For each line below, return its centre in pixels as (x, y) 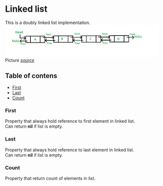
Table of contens (31, 76)
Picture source (20, 60)
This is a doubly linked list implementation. (48, 23)
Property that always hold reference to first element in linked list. (70, 121)
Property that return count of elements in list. (50, 178)
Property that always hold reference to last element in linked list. (70, 150)
